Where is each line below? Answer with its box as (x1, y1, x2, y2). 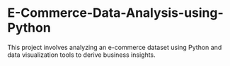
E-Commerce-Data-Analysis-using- (7, 5, 224, 21)
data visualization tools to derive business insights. (7, 51, 156, 59)
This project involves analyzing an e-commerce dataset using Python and (7, 43, 222, 51)
